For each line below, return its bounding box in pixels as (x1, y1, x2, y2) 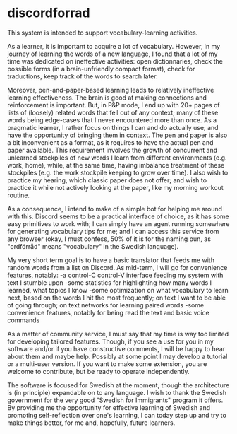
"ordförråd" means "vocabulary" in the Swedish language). (7, 242, 179, 250)
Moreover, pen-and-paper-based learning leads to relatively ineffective (7, 86, 214, 94)
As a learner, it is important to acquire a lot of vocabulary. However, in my (7, 42, 221, 50)
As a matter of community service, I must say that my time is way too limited (7, 329, 229, 338)
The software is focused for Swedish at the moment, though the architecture (7, 380, 230, 389)
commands (7, 316, 40, 324)
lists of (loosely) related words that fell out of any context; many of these (7, 108, 219, 117)
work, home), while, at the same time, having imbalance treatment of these (7, 160, 225, 169)
